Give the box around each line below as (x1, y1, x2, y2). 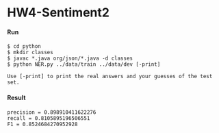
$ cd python (7, 43, 41, 50)
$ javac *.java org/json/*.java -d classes (7, 55, 133, 62)
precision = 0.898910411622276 (7, 108, 96, 116)
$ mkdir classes (7, 49, 53, 56)
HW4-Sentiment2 (7, 5, 109, 21)
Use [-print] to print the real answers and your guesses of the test (7, 73, 213, 80)
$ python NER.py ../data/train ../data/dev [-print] (7, 61, 161, 68)
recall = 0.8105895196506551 (7, 114, 90, 121)
